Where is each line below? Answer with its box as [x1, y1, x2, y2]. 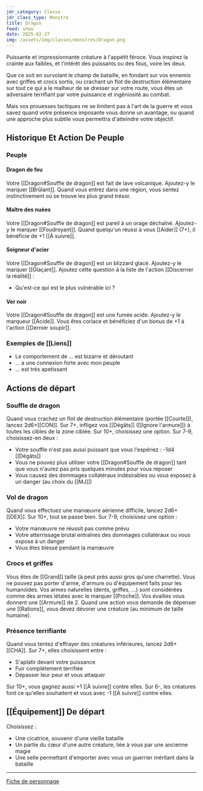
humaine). [6, 611, 31, 619]
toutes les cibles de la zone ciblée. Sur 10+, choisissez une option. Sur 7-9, [6, 428, 193, 435]
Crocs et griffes [6, 559, 53, 568]
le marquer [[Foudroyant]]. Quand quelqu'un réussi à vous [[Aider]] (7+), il [10, 226, 195, 233]
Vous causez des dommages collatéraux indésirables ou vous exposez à [14, 472, 196, 479]
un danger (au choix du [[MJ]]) [14, 478, 92, 485]
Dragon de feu [6, 165, 43, 173]
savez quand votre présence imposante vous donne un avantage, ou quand [6, 109, 195, 116]
